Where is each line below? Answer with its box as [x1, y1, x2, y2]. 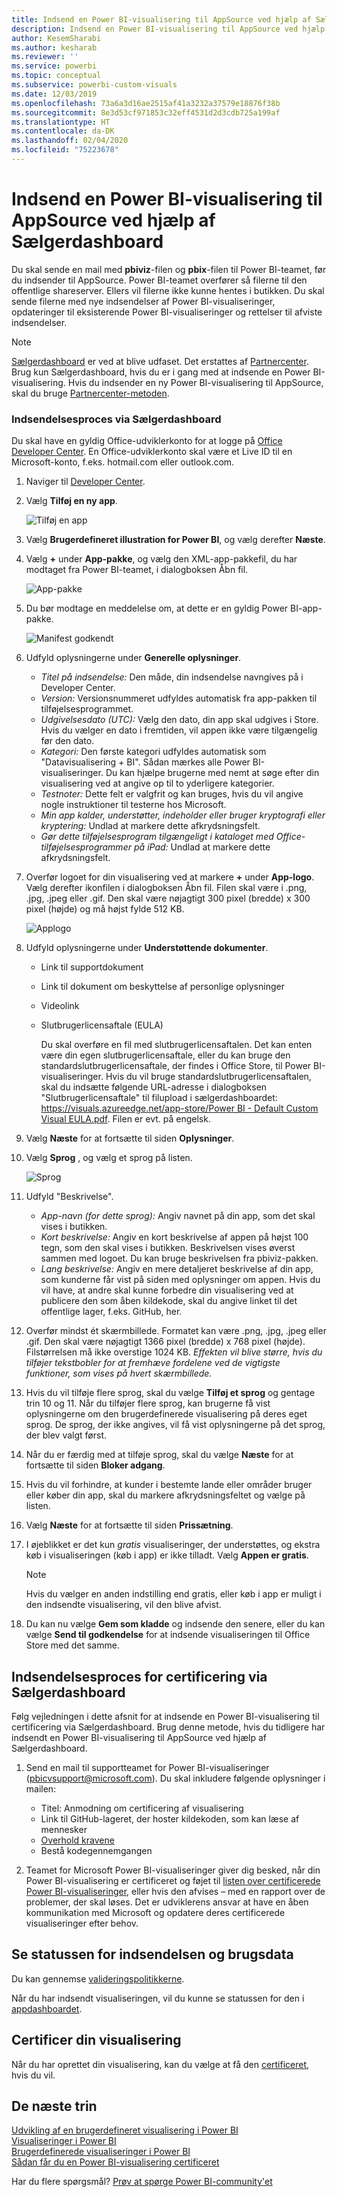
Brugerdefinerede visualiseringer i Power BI [11, 2146, 191, 2158]
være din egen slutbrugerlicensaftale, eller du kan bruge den [40, 1049, 291, 1061]
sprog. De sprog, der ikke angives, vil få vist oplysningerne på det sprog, [25, 1419, 326, 1431]
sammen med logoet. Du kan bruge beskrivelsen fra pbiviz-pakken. [40, 1252, 319, 1265]
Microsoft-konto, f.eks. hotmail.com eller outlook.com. [11, 456, 235, 468]
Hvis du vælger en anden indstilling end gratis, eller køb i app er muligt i [25, 1588, 322, 1600]
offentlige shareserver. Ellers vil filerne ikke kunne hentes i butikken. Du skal [11, 284, 325, 296]
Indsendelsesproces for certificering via [11, 1668, 268, 1685]
